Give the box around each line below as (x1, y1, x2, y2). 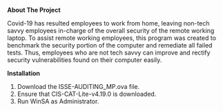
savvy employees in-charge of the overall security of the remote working (7, 27, 215, 34)
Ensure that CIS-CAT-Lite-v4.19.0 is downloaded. (17, 90, 157, 98)
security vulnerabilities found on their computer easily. (7, 56, 162, 64)
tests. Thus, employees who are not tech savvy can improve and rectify (7, 48, 211, 57)
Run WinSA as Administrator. (17, 97, 99, 105)
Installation (7, 69, 40, 77)
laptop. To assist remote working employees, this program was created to (7, 34, 216, 42)
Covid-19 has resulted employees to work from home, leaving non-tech (7, 19, 210, 27)
